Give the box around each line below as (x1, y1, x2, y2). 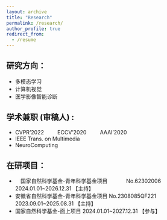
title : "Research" (6, 14, 52, 20)
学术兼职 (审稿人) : (6, 112, 74, 122)
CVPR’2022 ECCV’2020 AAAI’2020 (14, 128, 127, 136)
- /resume (11, 37, 36, 43)
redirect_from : (6, 31, 45, 37)
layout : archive (6, 8, 47, 15)
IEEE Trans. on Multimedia (14, 135, 80, 142)
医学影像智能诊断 (14, 93, 58, 100)
